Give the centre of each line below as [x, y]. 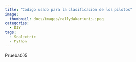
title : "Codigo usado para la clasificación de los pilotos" [69, 10]
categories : [17, 23]
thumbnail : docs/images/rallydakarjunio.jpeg [57, 19]
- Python [18, 41]
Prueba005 [16, 55]
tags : [11, 32]
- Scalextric [23, 37]
